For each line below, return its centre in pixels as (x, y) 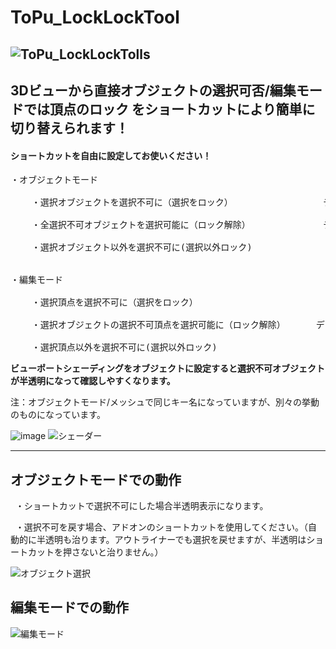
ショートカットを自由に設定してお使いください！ (111, 155)
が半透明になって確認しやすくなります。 (93, 381)
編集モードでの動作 (69, 607)
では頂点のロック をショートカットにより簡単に (169, 109)
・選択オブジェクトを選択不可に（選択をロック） (130, 202)
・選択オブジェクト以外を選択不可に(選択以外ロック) (142, 247)
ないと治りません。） (121, 552)
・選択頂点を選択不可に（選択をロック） (112, 302)
